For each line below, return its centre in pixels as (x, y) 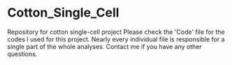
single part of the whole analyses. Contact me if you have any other (105, 46)
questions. (22, 54)
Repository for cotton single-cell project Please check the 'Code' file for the (116, 32)
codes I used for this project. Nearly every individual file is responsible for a (116, 39)
